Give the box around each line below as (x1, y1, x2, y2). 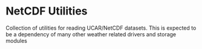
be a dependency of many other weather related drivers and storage (5, 30, 177, 38)
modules (5, 37, 28, 44)
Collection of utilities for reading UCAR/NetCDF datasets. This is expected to (5, 24, 197, 31)
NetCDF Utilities (5, 4, 88, 18)
